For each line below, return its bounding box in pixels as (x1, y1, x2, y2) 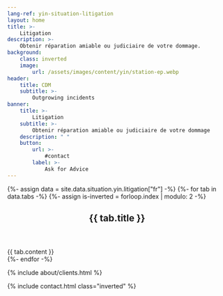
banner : (7, 101, 30, 108)
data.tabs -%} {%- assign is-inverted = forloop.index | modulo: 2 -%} (7, 192, 207, 201)
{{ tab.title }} (89, 212, 146, 224)
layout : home (7, 17, 45, 24)
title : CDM (20, 81, 52, 88)
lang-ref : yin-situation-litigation (7, 10, 114, 17)
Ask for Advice (44, 165, 89, 173)
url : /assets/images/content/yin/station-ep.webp (32, 68, 179, 75)
